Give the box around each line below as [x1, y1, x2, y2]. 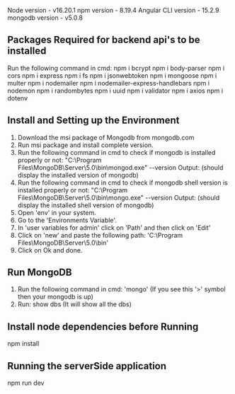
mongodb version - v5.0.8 [7, 13, 84, 22]
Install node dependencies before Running [7, 320, 199, 332]
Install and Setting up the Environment [7, 115, 180, 127]
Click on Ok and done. [17, 245, 83, 254]
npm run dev [7, 378, 45, 388]
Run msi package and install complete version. [17, 141, 154, 149]
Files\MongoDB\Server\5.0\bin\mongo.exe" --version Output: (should [17, 193, 220, 202]
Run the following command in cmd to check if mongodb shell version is [17, 178, 228, 187]
